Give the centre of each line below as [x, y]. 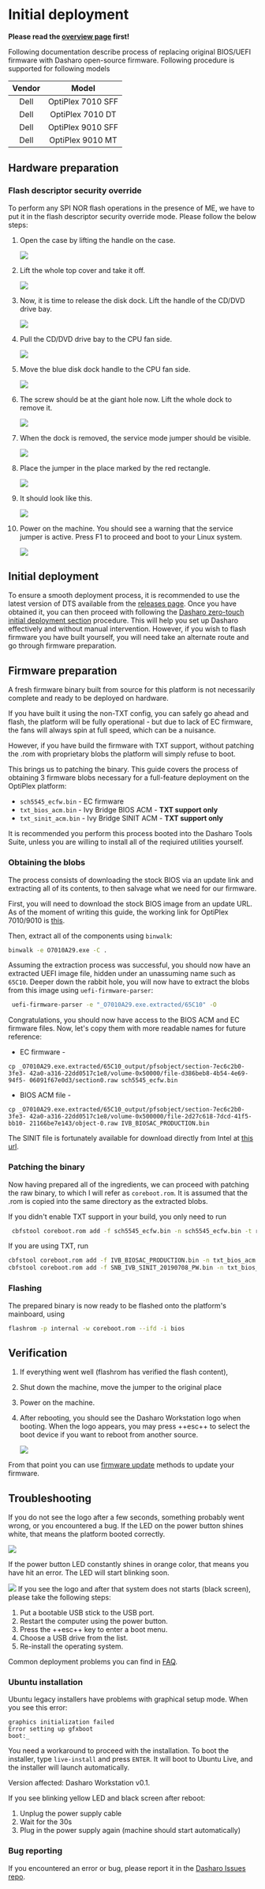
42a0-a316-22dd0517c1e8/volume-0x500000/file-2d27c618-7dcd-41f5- [140, 1117]
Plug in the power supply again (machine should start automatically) [130, 1830]
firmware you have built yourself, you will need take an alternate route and [129, 638]
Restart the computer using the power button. [93, 1621]
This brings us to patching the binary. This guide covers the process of [123, 770]
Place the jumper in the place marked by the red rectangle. [115, 468]
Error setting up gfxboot [50, 1729]
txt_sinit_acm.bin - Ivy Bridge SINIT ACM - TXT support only [121, 818]
